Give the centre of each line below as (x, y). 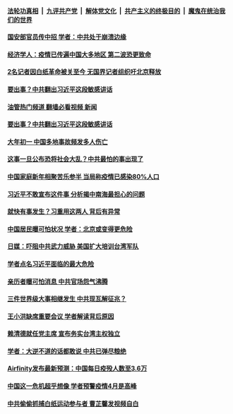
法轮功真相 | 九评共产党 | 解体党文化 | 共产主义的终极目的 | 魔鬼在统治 (113, 11)
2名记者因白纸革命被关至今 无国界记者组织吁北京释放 (84, 72)
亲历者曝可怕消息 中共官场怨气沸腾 (58, 281)
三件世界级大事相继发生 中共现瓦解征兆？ (67, 299)
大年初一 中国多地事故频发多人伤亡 (58, 142)
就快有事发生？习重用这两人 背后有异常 (64, 212)
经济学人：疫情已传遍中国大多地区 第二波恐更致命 (79, 54)
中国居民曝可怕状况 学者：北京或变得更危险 (70, 229)
